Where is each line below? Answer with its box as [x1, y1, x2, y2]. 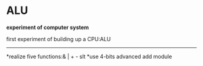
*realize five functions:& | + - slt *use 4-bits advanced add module [6, 53, 172, 60]
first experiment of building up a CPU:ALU [6, 35, 111, 42]
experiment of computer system [6, 24, 89, 31]
